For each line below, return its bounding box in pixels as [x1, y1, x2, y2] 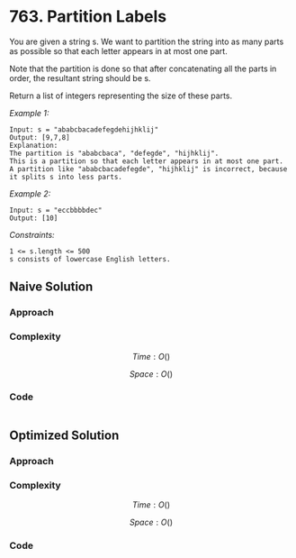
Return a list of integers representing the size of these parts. [9, 90, 233, 101]
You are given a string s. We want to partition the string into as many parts [9, 36, 284, 47]
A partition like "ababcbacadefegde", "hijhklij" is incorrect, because [9, 164, 288, 173]
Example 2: [9, 188, 51, 199]
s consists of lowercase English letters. [9, 254, 171, 263]
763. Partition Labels [9, 6, 167, 27]
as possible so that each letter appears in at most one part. [9, 45, 228, 56]
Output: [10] [9, 214, 58, 223]
